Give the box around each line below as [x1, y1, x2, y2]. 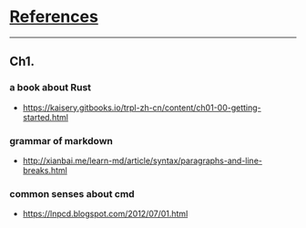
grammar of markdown [9, 134, 114, 147]
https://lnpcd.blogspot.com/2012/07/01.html [22, 208, 189, 220]
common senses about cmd [9, 187, 135, 200]
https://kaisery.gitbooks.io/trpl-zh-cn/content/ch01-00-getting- [22, 102, 261, 113]
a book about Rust [9, 81, 92, 94]
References [9, 6, 98, 27]
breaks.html [22, 164, 68, 175]
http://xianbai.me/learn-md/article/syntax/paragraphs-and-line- [22, 155, 262, 166]
